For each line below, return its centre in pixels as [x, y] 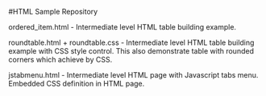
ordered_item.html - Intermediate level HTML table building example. [122, 27]
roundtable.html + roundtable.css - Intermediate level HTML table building [131, 42]
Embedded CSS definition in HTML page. [77, 84]
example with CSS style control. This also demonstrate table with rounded [131, 51]
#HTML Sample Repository [53, 12]
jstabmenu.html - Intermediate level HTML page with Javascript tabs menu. [133, 75]
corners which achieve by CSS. [60, 60]
